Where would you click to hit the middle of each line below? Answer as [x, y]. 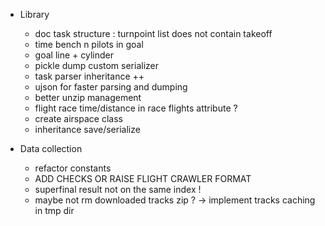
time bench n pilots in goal [89, 44]
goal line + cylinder [74, 55]
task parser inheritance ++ [89, 76]
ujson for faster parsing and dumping [111, 87]
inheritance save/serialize [87, 129]
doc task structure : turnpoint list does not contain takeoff [153, 33]
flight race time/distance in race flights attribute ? [136, 108]
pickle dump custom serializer [97, 65]
